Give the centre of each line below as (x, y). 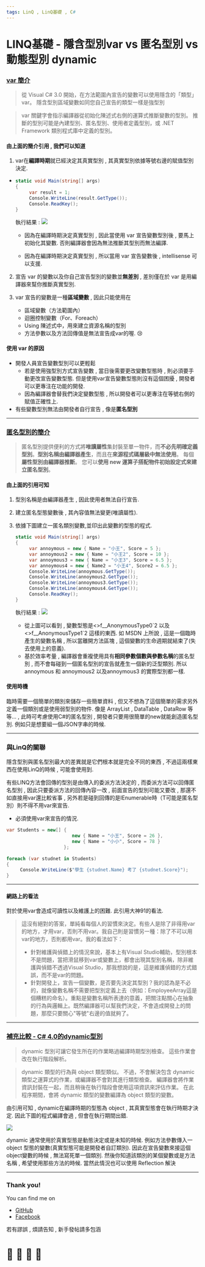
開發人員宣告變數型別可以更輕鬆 (55, 363)
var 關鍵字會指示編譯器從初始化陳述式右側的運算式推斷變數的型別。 (106, 115)
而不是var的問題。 (64, 975)
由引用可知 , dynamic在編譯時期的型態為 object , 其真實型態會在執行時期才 (100, 1108)
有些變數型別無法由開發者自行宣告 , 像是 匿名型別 (76, 409)
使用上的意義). (48, 648)
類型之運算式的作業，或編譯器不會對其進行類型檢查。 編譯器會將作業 (107, 1080)
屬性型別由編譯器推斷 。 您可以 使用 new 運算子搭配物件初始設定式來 (106, 462)
